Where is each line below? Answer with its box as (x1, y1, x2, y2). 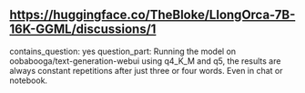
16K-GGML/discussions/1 (9, 22, 157, 37)
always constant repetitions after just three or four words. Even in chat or (9, 65, 284, 76)
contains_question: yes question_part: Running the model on (9, 46, 237, 57)
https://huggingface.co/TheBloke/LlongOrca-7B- (9, 7, 296, 23)
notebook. (9, 75, 48, 86)
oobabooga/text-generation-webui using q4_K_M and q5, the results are (9, 55, 281, 67)
